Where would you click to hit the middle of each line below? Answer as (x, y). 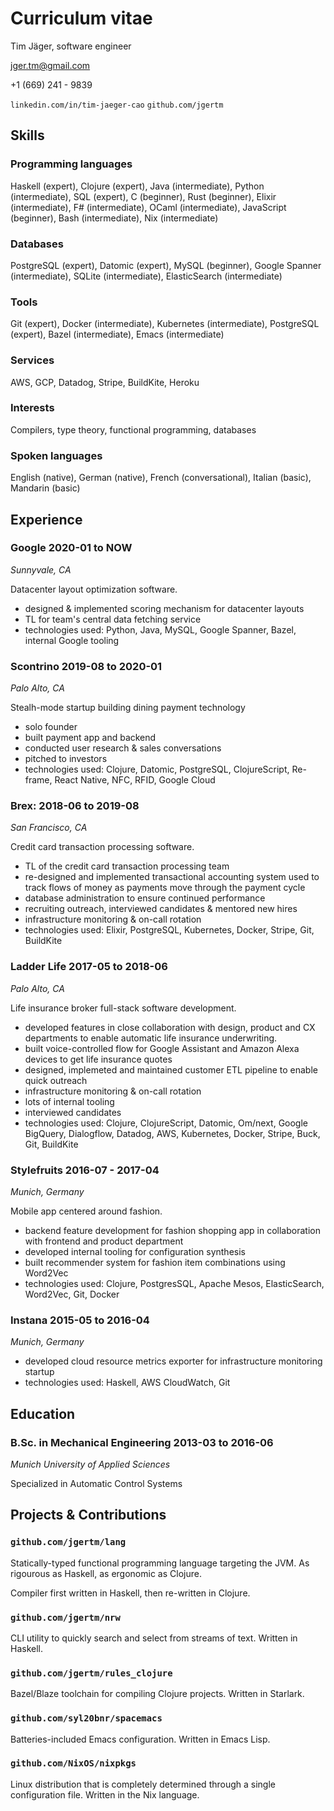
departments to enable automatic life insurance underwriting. (151, 1038)
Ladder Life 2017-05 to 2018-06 (89, 967)
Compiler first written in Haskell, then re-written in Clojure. (130, 1593)
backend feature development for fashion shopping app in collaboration (172, 1230)
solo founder (51, 727)
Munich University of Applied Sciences (90, 1464)
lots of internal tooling (69, 1101)
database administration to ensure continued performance (145, 898)
